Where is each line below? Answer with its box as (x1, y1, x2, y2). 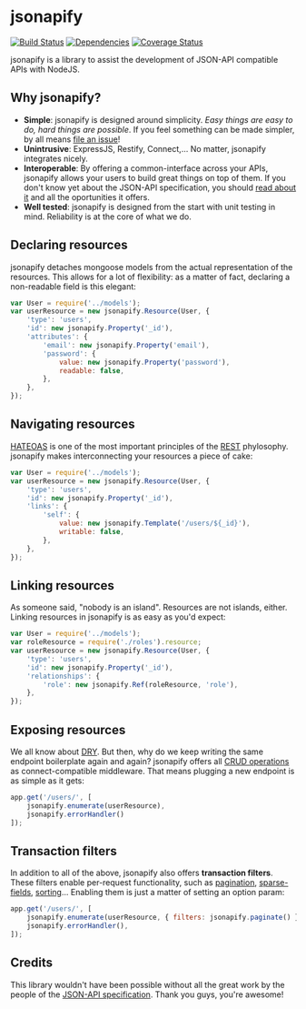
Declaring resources (10, 237, 128, 253)
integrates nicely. (23, 153, 89, 164)
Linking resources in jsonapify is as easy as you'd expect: (10, 611, 226, 622)
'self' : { (43, 510, 80, 520)
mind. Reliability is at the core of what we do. (23, 211, 192, 222)
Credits (10, 955, 54, 971)
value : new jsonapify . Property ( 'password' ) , (58, 358, 231, 367)
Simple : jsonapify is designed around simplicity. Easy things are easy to (23, 114, 293, 125)
